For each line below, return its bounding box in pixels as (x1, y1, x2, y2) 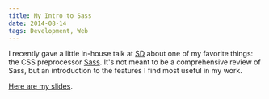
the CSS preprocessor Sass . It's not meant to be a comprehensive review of (8, 57, 261, 67)
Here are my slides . (8, 81, 73, 91)
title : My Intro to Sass (8, 11, 92, 20)
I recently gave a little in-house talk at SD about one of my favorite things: (8, 49, 254, 59)
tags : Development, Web (8, 27, 89, 35)
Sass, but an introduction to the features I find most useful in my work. (8, 66, 242, 76)
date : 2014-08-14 (8, 19, 67, 27)
